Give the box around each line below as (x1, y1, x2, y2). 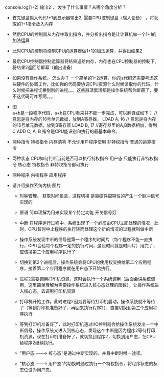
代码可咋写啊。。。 (21, 93, 55, 99)
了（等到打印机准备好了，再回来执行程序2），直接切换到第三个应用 (19, 305, 153, 311)
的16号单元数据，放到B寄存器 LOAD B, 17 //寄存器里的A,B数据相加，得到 (12, 122, 158, 128)
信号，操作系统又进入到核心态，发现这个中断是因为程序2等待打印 (23, 327, 156, 333)
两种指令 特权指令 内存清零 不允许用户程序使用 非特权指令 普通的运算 (12, 139, 152, 145)
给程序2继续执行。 (19, 340, 57, 346)
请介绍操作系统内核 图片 (12, 182, 61, 188)
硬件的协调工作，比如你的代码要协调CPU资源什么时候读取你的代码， (16, 81, 155, 87)
